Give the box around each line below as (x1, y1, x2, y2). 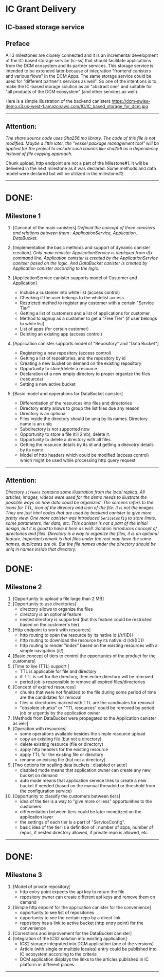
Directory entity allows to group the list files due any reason (19, 405, 140, 411)
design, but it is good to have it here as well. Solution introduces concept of (5, 526, 157, 532)
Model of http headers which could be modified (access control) (19, 452, 149, 458)
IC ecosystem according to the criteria (19, 951, 97, 957)
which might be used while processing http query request (19, 457, 136, 463)
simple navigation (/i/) (19, 648, 64, 654)
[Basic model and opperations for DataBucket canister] (12, 391, 123, 397)
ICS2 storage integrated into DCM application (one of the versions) (19, 941, 154, 947)
